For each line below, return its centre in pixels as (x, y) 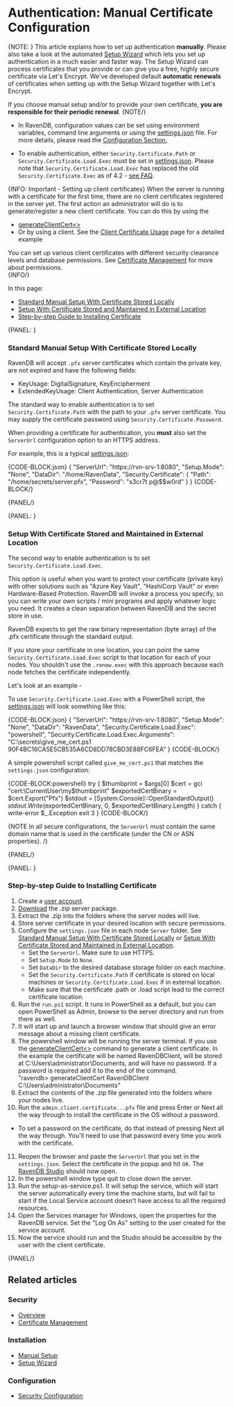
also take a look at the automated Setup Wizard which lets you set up (106, 54)
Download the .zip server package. (68, 908)
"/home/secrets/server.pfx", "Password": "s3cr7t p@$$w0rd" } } (100, 482)
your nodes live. (41, 1100)
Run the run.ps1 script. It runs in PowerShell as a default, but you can (117, 1004)
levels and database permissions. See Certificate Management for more (111, 260)
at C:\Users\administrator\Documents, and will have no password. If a (117, 1063)
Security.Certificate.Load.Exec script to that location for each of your (110, 657)
